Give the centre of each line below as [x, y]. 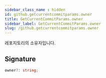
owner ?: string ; [21, 70]
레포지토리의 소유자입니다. [30, 43]
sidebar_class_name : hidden [35, 10]
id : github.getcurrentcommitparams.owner [48, 14]
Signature [20, 59]
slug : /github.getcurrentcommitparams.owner [52, 28]
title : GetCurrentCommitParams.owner [44, 19]
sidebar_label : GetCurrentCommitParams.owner [53, 24]
